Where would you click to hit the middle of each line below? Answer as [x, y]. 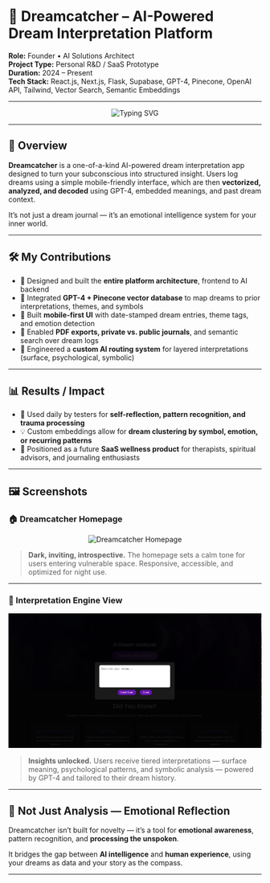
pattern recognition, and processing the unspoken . [94, 839]
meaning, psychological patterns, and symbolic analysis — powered [141, 770]
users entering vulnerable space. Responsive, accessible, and [131, 564]
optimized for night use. [67, 572]
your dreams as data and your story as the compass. [96, 863]
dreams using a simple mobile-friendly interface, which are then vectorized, [135, 182]
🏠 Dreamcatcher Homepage [65, 519]
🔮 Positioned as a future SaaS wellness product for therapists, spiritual [137, 449]
